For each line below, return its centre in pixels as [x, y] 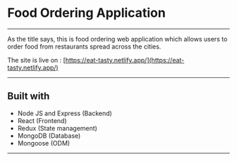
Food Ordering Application [86, 13]
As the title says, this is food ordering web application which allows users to [117, 39]
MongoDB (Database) [49, 136]
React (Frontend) [42, 120]
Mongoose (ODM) [44, 143]
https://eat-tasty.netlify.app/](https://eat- [125, 60]
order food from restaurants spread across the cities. [84, 46]
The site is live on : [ [36, 60]
